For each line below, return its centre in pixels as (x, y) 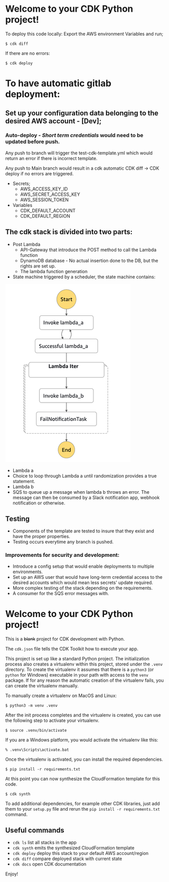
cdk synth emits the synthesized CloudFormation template (73, 848)
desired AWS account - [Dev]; (53, 121)
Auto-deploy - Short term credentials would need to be (74, 136)
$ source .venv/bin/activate (36, 730)
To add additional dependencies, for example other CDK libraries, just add (82, 804)
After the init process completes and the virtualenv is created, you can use (83, 715)
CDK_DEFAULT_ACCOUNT (48, 210)
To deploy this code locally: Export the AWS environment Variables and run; (84, 34)
